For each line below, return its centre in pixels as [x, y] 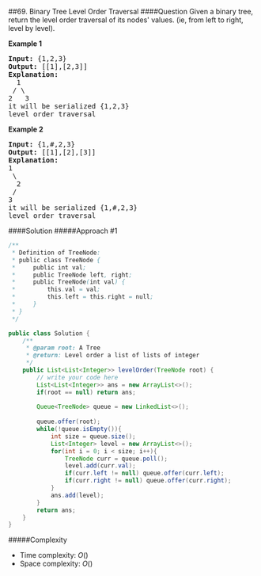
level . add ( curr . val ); [100, 466]
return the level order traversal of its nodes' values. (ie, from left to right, [126, 20]
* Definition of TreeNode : [56, 253]
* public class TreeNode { [56, 260]
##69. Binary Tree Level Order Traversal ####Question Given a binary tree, [131, 11]
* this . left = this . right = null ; [83, 297]
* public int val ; [49, 267]
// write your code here [78, 377]
